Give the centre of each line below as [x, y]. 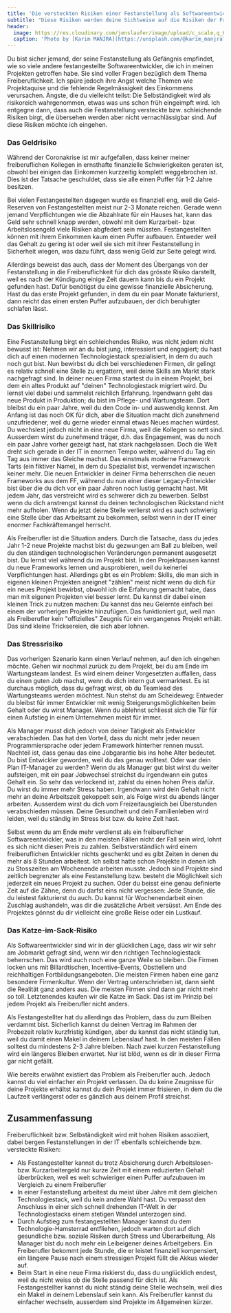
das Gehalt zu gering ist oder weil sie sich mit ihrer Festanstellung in [104, 244]
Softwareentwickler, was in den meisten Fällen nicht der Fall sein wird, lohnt [114, 839]
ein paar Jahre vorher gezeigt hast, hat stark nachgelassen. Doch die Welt [112, 444]
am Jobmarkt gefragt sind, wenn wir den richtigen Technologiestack [104, 953]
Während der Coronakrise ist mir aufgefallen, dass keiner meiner [99, 157]
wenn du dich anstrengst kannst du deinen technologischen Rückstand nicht [115, 502]
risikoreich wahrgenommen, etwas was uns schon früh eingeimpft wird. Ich [113, 103]
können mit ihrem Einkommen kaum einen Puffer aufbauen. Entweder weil [112, 237]
